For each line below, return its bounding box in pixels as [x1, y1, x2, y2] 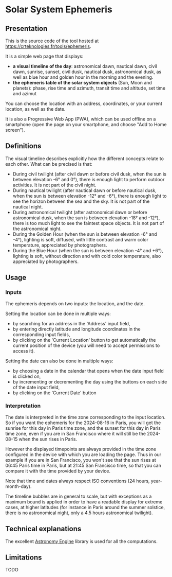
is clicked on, [12, 373, 41, 379]
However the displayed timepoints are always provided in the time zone [5, 446, 157, 452]
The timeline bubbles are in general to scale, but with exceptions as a [5, 493, 152, 499]
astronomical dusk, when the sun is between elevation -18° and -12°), [12, 215, 160, 221]
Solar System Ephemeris [5, 4, 112, 15]
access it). [12, 347, 35, 354]
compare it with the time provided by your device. [5, 467, 110, 474]
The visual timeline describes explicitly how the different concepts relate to [5, 155, 164, 162]
